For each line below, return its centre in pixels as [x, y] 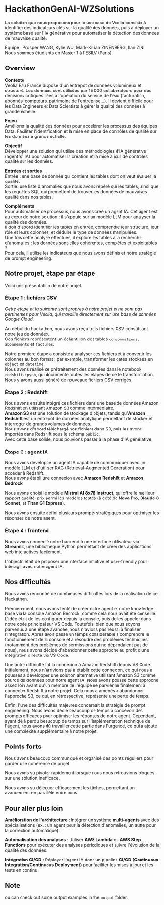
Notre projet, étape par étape [50, 274]
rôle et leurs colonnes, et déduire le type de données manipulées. [71, 232]
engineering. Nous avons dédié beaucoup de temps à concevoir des [74, 710]
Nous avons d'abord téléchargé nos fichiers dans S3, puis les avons [74, 429]
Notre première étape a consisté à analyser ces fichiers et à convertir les [78, 354]
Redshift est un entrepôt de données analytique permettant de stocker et [79, 419]
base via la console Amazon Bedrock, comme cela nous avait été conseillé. [81, 613]
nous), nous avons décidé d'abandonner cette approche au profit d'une [77, 650]
